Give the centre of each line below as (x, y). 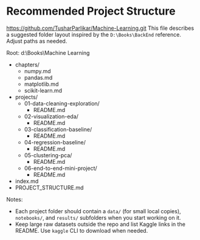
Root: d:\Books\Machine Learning (48, 52)
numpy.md (37, 71)
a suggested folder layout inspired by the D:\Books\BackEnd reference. (94, 34)
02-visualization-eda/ (51, 116)
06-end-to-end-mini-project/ (60, 168)
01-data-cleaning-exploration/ (62, 103)
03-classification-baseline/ (58, 129)
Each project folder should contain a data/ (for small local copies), (98, 211)
